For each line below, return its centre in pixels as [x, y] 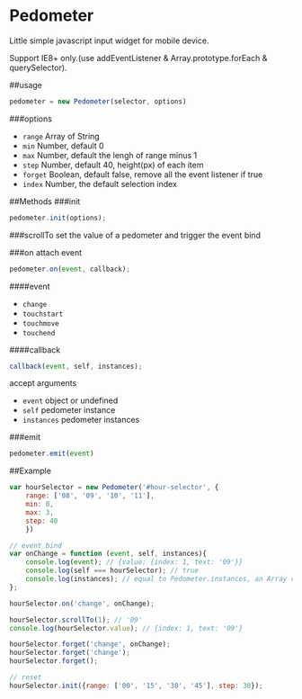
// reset [26, 677]
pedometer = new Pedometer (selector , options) [98, 101]
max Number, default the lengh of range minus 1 [110, 155]
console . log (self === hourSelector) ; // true [112, 571]
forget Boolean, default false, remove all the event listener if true [142, 174]
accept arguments [43, 383]
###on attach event [46, 252]
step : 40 [42, 521]
